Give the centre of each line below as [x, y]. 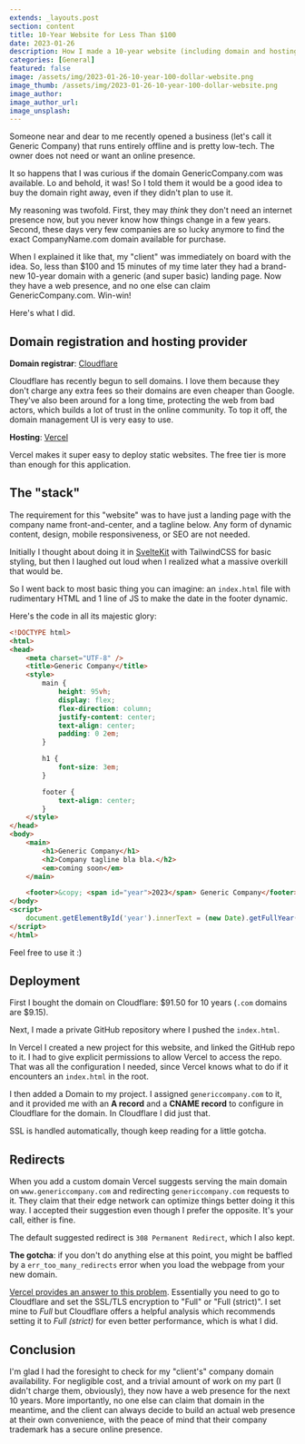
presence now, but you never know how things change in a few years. [140, 220]
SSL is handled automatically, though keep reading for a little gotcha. [138, 1131]
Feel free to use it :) [46, 952]
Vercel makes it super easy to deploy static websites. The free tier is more [148, 455]
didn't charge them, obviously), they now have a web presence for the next [150, 1391]
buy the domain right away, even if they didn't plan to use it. [121, 193]
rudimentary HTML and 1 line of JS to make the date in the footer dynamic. [149, 598]
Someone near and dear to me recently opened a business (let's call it [141, 136]
